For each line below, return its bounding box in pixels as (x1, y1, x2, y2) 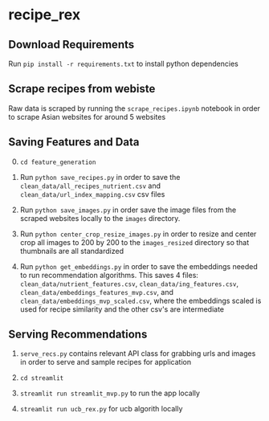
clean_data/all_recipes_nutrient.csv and (19, 181, 161, 190)
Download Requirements (8, 38, 135, 51)
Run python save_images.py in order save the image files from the (19, 205, 237, 215)
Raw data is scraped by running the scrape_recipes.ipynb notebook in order (8, 103, 261, 113)
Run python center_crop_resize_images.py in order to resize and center (19, 229, 257, 239)
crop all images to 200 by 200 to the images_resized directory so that (19, 237, 250, 247)
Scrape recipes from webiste (8, 82, 156, 96)
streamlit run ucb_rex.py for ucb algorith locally (19, 404, 183, 414)
